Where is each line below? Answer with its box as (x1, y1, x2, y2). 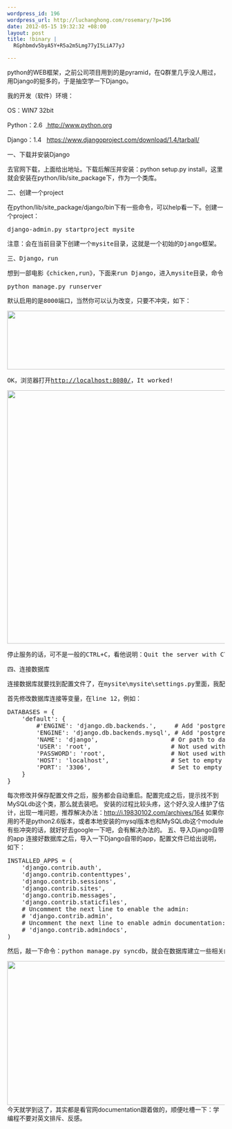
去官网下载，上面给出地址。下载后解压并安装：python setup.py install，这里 (7, 165, 223, 173)
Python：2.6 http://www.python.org (7, 121, 113, 129)
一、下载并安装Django (7, 150, 70, 158)
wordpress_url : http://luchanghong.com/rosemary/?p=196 (7, 17, 171, 24)
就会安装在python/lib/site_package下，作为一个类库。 (7, 174, 161, 182)
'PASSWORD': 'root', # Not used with (36, 750, 226, 758)
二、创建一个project (7, 188, 64, 196)
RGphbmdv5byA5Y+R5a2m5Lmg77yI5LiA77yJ (13, 42, 126, 49)
